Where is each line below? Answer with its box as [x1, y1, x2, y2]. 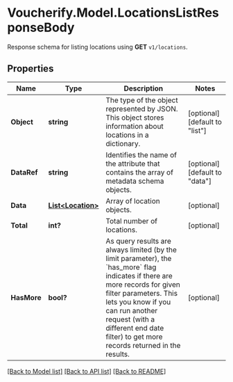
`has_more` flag [105, 262, 157, 272]
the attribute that [105, 159, 160, 168]
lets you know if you [105, 297, 171, 307]
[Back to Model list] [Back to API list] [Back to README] [7, 367, 166, 375]
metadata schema [105, 176, 164, 186]
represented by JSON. [105, 104, 178, 113]
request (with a [105, 315, 155, 324]
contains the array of [105, 167, 173, 177]
